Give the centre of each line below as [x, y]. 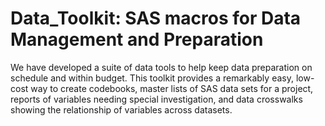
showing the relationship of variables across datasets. [121, 109]
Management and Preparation [137, 39]
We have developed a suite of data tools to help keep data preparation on [161, 67]
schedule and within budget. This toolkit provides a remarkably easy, [152, 78]
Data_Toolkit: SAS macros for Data [156, 18]
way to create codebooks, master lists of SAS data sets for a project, [172, 88]
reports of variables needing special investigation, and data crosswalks [156, 99]
